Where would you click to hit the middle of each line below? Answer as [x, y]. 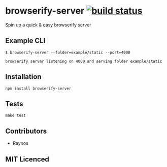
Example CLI [25, 41]
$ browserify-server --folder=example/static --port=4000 [68, 52]
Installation [23, 77]
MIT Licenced [27, 159]
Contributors [26, 131]
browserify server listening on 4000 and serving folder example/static [84, 61]
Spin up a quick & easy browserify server [48, 25]
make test [16, 116]
